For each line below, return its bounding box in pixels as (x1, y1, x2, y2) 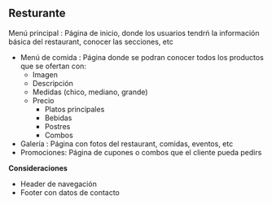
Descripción (32, 78, 73, 88)
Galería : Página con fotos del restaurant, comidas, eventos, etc (20, 138, 234, 149)
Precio (32, 95, 55, 105)
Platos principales (44, 104, 105, 114)
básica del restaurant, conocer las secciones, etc (8, 37, 173, 46)
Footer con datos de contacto (20, 187, 120, 197)
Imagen (32, 69, 59, 80)
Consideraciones (8, 163, 68, 173)
